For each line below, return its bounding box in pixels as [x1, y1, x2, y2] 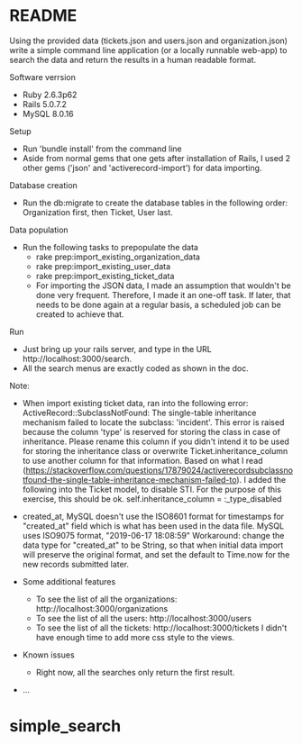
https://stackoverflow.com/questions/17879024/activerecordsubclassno [25, 465, 293, 476]
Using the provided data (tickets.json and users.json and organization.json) [9, 35, 288, 46]
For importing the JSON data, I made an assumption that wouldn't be [35, 280, 291, 291]
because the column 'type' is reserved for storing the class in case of [22, 426, 281, 437]
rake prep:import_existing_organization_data [35, 251, 201, 262]
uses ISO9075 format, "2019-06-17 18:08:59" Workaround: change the [22, 530, 285, 540]
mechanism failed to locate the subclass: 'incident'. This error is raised [22, 416, 285, 428]
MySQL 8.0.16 [22, 108, 74, 119]
